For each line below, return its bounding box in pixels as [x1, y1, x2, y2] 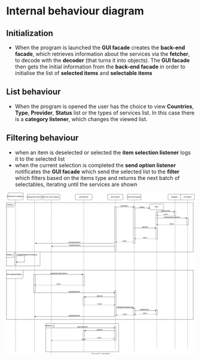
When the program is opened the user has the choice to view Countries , [14, 103, 194, 110]
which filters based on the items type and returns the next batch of [14, 174, 180, 181]
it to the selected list [14, 155, 65, 163]
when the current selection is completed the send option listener [14, 161, 176, 169]
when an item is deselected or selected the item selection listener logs [14, 149, 191, 156]
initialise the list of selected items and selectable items [14, 70, 153, 76]
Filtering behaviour [6, 133, 79, 143]
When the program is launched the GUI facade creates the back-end [14, 44, 185, 51]
